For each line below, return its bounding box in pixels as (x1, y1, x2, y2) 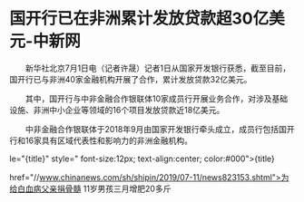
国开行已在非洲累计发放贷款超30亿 (9, 8, 270, 29)
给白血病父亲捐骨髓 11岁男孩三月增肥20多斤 (9, 183, 172, 194)
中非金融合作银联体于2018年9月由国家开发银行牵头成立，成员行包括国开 (25, 123, 295, 134)
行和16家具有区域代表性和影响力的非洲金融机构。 (9, 135, 193, 146)
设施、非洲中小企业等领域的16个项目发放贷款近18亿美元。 (9, 104, 225, 115)
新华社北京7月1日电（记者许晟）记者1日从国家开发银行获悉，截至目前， (25, 63, 291, 73)
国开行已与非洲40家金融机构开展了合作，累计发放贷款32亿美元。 (9, 73, 252, 84)
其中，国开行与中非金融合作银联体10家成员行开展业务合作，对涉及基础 (25, 92, 289, 104)
